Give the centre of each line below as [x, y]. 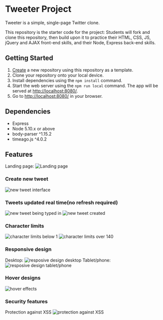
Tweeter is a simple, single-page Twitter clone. [52, 23]
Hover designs [23, 278]
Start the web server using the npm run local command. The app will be [85, 86]
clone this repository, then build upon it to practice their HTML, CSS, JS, [78, 37]
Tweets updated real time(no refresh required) [62, 203]
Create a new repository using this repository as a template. [73, 70]
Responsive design [28, 249]
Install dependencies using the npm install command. [67, 80]
